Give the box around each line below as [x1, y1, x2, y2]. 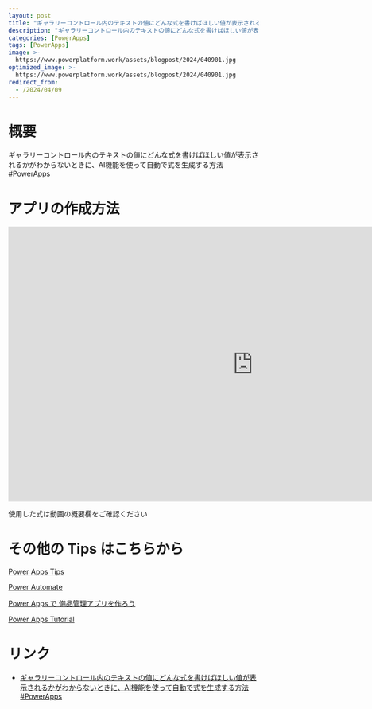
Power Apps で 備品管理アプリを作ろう [8, 598, 136, 609]
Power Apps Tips [8, 567, 65, 577]
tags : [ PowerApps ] [8, 41, 69, 49]
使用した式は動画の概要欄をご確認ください [8, 509, 148, 519]
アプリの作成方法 [8, 200, 121, 217]
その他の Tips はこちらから [8, 540, 184, 558]
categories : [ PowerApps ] [8, 33, 91, 42]
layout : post [8, 11, 52, 20]
